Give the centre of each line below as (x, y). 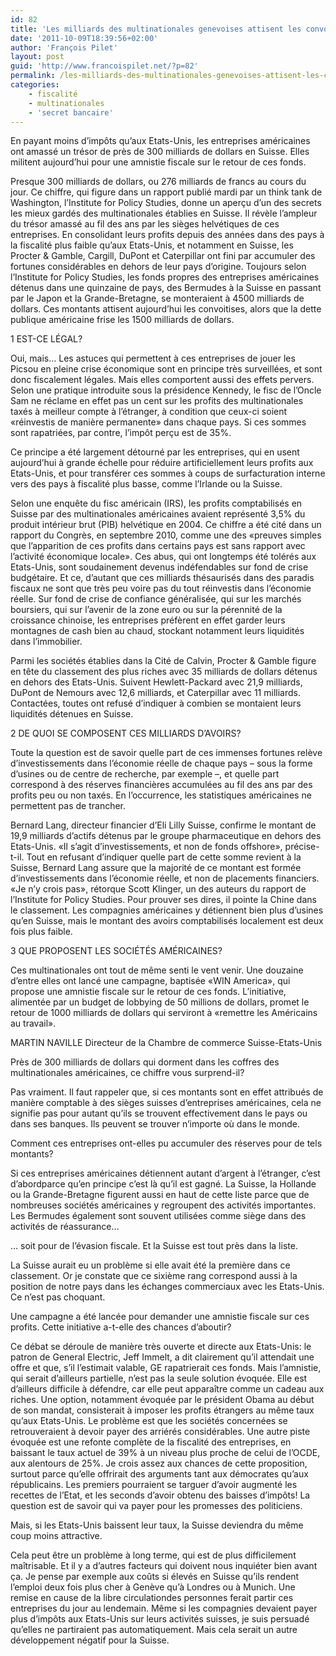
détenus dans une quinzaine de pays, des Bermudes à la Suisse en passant (166, 288)
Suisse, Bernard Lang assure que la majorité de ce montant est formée (156, 868)
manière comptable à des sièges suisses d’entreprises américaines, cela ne (166, 1103)
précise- (302, 847)
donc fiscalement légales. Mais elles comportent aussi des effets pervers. (162, 380)
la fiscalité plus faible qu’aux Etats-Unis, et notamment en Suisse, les (152, 245)
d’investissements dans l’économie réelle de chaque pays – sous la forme (161, 763)
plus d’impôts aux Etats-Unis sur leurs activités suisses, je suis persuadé (160, 1619)
